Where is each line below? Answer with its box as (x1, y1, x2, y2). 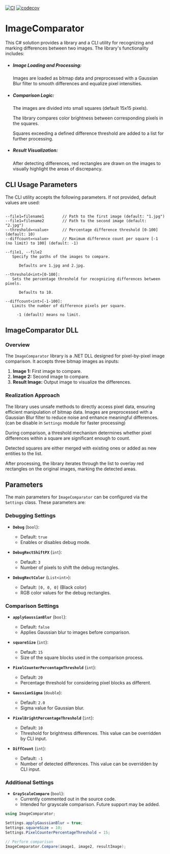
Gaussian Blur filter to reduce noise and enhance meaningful (5, 414, 132, 420)
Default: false (20, 624, 50, 630)
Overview (5, 341, 30, 348)
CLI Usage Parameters (5, 180, 78, 189)
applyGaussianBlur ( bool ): (12, 614, 67, 620)
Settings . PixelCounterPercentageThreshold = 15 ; (5, 830, 110, 835)
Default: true (20, 534, 47, 540)
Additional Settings (5, 779, 54, 786)
